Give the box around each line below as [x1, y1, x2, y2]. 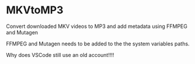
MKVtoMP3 [6, 3, 64, 17]
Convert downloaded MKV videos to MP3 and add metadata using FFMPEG [6, 23, 188, 30]
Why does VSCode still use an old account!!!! [6, 51, 114, 58]
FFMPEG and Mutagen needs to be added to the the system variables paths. [6, 40, 190, 47]
